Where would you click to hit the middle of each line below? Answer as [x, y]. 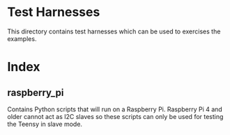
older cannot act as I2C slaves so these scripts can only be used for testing [115, 116]
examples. [22, 38]
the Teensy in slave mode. [45, 124]
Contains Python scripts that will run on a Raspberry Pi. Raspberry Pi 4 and [115, 109]
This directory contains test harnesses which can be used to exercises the [114, 31]
